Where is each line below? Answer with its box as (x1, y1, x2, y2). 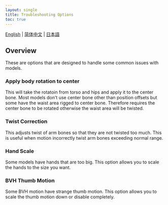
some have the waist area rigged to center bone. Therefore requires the (5, 100, 155, 106)
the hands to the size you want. (5, 165, 71, 171)
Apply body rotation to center (5, 78, 80, 85)
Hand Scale (5, 147, 35, 154)
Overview (5, 46, 37, 55)
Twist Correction (5, 118, 48, 125)
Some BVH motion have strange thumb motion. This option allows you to (5, 188, 157, 195)
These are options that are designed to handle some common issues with (5, 60, 159, 66)
